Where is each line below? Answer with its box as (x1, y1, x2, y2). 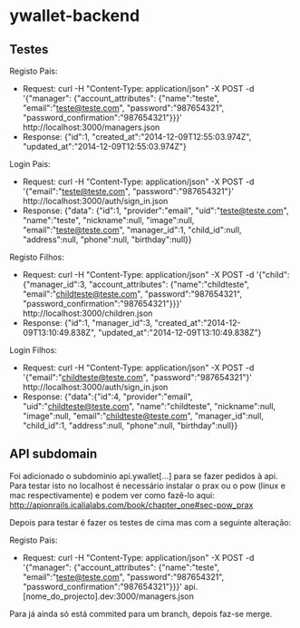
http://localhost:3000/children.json (22, 308, 153, 319)
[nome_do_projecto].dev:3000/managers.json (22, 591, 195, 602)
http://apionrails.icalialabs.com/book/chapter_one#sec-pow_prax (9, 499, 254, 510)
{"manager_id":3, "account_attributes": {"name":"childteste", (22, 279, 250, 289)
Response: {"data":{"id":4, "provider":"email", (22, 391, 193, 402)
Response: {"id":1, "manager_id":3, (22, 318, 153, 328)
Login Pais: (9, 159, 52, 169)
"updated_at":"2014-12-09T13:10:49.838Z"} (98, 328, 262, 338)
